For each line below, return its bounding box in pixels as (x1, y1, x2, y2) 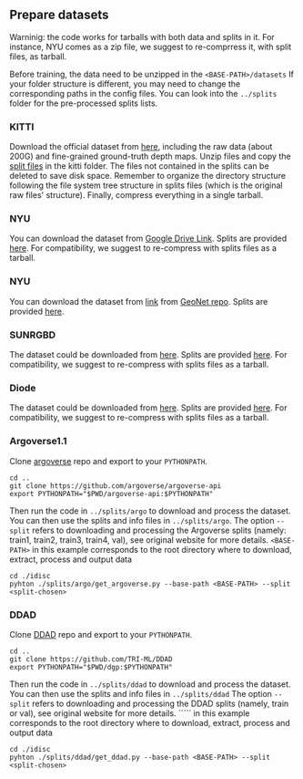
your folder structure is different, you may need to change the (9, 78, 241, 89)
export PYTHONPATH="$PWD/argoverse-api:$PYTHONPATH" (9, 489, 214, 498)
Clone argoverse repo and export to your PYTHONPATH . (9, 455, 207, 466)
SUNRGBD (9, 328, 56, 341)
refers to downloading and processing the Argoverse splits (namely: (31, 525, 287, 535)
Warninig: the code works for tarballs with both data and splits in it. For (9, 31, 275, 42)
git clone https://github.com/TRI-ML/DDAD (9, 654, 173, 664)
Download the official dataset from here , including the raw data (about (9, 141, 273, 152)
